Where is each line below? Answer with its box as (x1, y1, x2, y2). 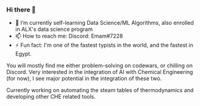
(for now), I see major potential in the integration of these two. (6, 75, 162, 82)
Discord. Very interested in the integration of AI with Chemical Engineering (6, 68, 193, 76)
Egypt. (15, 50, 32, 58)
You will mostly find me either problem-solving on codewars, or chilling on (6, 62, 193, 69)
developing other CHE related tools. (6, 93, 96, 101)
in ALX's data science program (15, 25, 93, 33)
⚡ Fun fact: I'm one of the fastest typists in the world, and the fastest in (15, 42, 194, 49)
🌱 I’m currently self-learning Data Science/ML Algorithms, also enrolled (15, 19, 194, 27)
